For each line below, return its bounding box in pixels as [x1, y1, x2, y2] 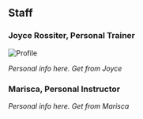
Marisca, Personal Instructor [8, 83, 121, 94]
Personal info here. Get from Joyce [8, 63, 122, 73]
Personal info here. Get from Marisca [8, 101, 130, 110]
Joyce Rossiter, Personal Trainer [8, 30, 136, 41]
